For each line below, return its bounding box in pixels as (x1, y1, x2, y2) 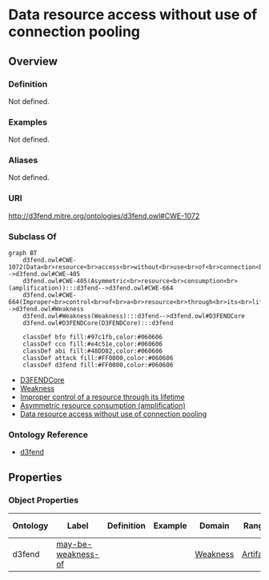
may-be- (55, 538, 93, 550)
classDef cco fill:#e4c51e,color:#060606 (22, 340, 163, 349)
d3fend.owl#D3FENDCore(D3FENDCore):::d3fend (22, 319, 174, 327)
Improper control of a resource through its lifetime (19, 392, 186, 402)
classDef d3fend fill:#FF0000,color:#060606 (22, 362, 174, 370)
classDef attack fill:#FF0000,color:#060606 (22, 354, 174, 362)
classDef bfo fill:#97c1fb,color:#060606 (22, 334, 163, 342)
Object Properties (8, 494, 78, 506)
